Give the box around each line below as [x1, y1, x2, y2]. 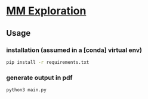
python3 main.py [6, 87, 47, 93]
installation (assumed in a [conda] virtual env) [6, 46, 142, 54]
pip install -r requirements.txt [6, 59, 90, 65]
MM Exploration [6, 4, 87, 18]
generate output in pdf [6, 73, 73, 82]
